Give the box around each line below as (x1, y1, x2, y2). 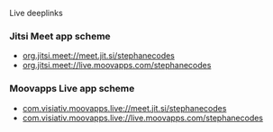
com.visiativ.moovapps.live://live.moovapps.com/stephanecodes (22, 112, 264, 123)
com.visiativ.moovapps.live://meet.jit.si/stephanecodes (22, 102, 227, 113)
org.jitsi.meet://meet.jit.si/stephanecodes (22, 50, 176, 61)
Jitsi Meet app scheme (9, 30, 111, 42)
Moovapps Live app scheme (9, 83, 135, 95)
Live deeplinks (9, 8, 63, 18)
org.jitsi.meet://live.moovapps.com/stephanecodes (22, 60, 212, 71)
